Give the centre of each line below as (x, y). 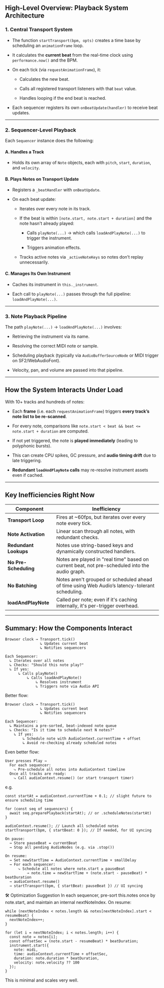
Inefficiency (106, 509)
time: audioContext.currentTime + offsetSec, (61, 954)
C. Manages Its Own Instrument (38, 273)
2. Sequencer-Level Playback (41, 130)
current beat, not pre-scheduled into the (102, 565)
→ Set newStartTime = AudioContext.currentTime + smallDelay (73, 860)
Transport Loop (26, 520)
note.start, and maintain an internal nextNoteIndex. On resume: (68, 902)
